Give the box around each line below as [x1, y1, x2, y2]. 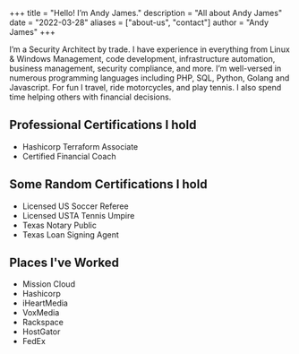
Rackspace [21, 317, 64, 328]
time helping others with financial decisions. [9, 91, 172, 102]
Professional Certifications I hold [9, 117, 197, 133]
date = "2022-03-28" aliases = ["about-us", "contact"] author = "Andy [9, 17, 269, 28]
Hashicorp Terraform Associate [21, 141, 139, 151]
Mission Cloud [21, 279, 76, 289]
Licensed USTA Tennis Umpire [21, 210, 135, 220]
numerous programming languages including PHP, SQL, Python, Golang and [9, 73, 290, 83]
